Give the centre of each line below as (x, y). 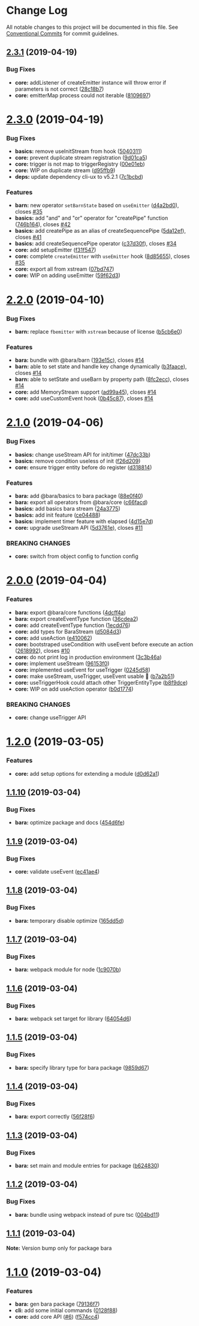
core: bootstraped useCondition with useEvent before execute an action (104, 644)
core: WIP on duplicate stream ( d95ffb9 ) (65, 170)
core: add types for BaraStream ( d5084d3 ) (68, 631)
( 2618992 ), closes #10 (42, 650)
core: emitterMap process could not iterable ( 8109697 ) (83, 95)
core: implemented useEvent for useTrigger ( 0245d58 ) (83, 670)
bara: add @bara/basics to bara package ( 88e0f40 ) (79, 496)
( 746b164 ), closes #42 (43, 224)
